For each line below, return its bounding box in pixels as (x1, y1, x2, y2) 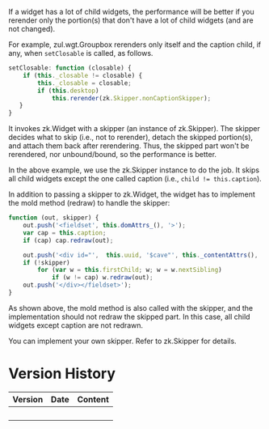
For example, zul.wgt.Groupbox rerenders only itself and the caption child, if (8, 40, 261, 49)
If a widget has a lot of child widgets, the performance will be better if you (8, 7, 254, 16)
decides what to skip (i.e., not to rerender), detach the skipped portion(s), (8, 133, 253, 142)
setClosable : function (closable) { (8, 64, 132, 72)
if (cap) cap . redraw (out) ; (23, 236, 114, 244)
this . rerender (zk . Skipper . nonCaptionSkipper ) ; (51, 94, 212, 102)
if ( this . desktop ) (37, 87, 99, 95)
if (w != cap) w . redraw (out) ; (51, 274, 153, 282)
